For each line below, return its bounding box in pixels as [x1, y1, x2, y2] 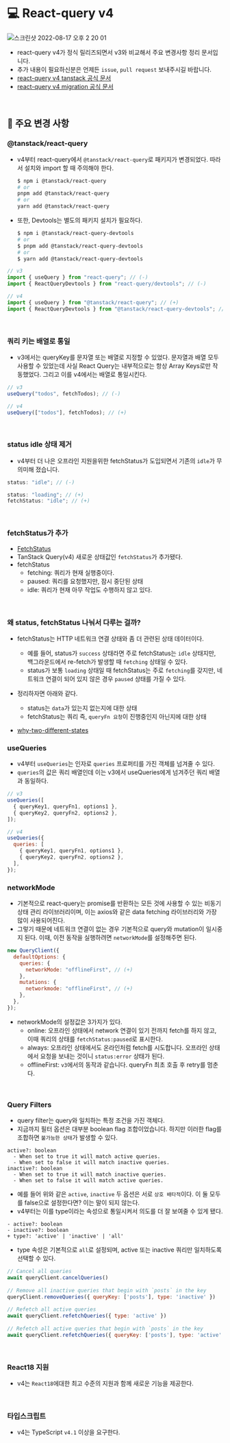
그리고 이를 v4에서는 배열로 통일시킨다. [42, 370, 147, 378]
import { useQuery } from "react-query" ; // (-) [7, 274, 149, 281]
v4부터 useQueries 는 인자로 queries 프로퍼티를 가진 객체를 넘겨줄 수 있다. [16, 760, 216, 768]
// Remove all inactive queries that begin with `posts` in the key [7, 1287, 207, 1294]
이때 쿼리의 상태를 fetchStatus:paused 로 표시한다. [27, 1035, 163, 1043]
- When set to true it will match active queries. [13, 1153, 161, 1160]
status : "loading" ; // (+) [7, 491, 84, 498]
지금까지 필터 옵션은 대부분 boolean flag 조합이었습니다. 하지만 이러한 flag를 [16, 1125, 222, 1133]
